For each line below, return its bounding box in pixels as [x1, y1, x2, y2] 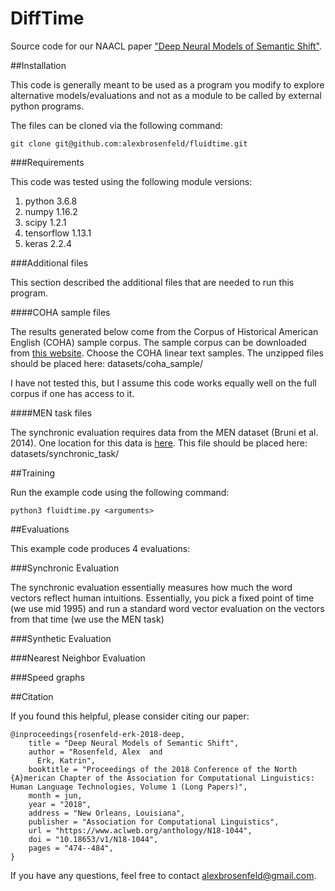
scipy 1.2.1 [24, 216, 67, 228]
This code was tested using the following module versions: [10, 175, 253, 187]
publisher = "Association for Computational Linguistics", [28, 817, 280, 827]
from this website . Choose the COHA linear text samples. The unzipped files [10, 347, 324, 359]
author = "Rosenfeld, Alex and [28, 747, 163, 757]
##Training [10, 467, 56, 479]
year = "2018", [28, 799, 92, 809]
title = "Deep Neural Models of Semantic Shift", [28, 738, 240, 748]
